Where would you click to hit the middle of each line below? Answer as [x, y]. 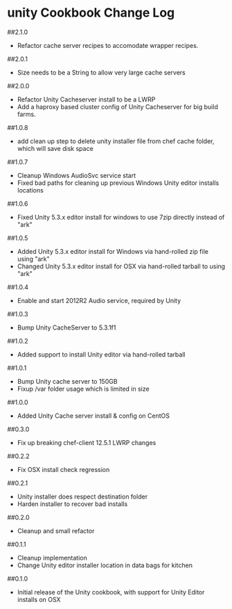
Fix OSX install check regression [63, 469]
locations [30, 190]
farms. [26, 114]
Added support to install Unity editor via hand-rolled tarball [101, 354]
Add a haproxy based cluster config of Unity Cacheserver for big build [117, 106]
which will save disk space [55, 148]
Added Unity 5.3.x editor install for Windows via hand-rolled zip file [113, 251]
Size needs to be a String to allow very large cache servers [101, 72]
